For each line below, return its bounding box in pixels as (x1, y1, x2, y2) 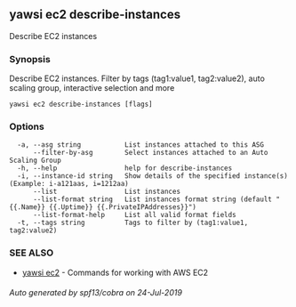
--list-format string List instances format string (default (32, 195, 273, 204)
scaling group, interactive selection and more (9, 83, 175, 93)
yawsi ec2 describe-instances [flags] (9, 100, 153, 109)
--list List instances (32, 187, 180, 197)
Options (9, 120, 44, 133)
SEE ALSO (9, 246, 54, 259)
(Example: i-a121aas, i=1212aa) (9, 180, 129, 189)
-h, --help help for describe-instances (17, 164, 233, 173)
